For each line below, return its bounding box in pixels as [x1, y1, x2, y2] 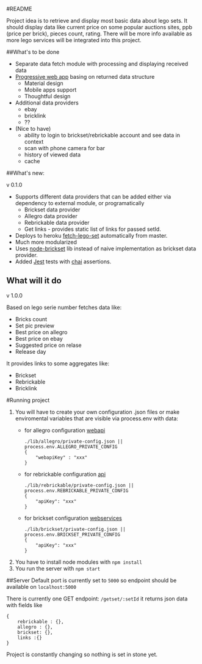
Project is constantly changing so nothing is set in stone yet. [6, 651, 157, 658]
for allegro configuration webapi [24, 426, 106, 434]
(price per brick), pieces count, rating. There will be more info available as [6, 30, 192, 37]
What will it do [6, 275, 62, 286]
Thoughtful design [24, 93, 71, 100]
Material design [24, 79, 64, 87]
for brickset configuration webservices [24, 514, 122, 522]
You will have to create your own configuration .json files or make [15, 408, 180, 415]
